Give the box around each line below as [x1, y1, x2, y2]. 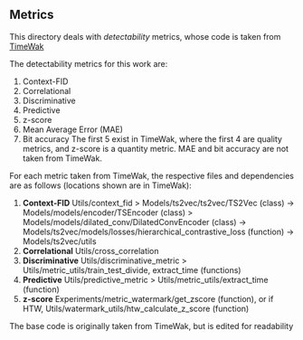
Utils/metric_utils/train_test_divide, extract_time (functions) [22, 264, 241, 275]
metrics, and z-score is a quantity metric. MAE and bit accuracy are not [22, 143, 289, 154]
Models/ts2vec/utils [22, 235, 97, 247]
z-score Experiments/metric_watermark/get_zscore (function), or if [22, 293, 274, 304]
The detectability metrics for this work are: [9, 58, 168, 69]
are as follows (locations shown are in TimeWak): [9, 180, 192, 191]
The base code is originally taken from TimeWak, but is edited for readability [9, 320, 294, 331]
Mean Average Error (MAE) [22, 124, 124, 135]
